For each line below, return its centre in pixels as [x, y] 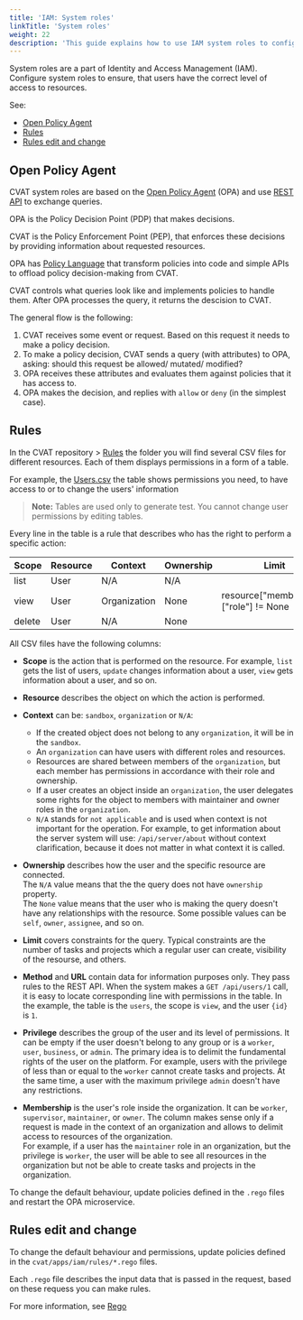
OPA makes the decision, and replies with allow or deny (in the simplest [154, 392]
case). [34, 402]
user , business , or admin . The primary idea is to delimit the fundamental [154, 1051]
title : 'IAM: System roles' [62, 18]
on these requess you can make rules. [80, 1288]
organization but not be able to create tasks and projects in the [139, 1165]
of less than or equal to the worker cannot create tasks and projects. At [154, 1071]
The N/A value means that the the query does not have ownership [142, 884]
